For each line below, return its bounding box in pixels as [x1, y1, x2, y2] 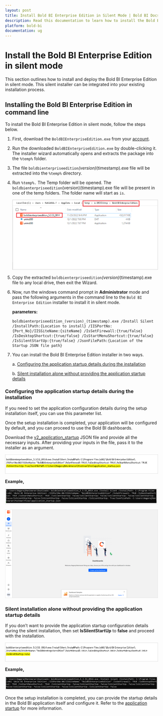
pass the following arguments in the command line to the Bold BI [12, 294, 142, 300]
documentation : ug [5, 28, 42, 34]
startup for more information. [5, 705, 63, 711]
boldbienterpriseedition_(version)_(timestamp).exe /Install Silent [12, 319, 154, 324]
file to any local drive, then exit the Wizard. [12, 280, 98, 286]
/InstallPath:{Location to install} [12, 324, 86, 329]
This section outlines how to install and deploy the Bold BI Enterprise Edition [5, 76, 157, 82]
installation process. [5, 87, 45, 92]
